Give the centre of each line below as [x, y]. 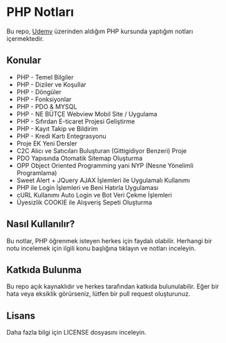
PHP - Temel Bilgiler [45, 77]
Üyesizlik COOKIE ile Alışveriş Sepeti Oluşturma [84, 202]
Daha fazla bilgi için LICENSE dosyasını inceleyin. [76, 333]
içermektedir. [25, 38]
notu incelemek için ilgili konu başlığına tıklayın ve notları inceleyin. [101, 248]
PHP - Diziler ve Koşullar [51, 85]
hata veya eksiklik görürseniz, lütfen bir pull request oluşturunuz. [98, 294]
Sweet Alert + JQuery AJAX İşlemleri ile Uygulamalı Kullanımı [103, 180]
